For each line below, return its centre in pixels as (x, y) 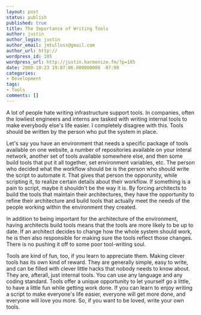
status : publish (26, 17)
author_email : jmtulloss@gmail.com (51, 46)
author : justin (25, 34)
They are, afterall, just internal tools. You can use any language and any (94, 275)
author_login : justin (33, 40)
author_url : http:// (32, 51)
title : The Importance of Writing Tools (58, 28)
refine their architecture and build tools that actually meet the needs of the (98, 200)
